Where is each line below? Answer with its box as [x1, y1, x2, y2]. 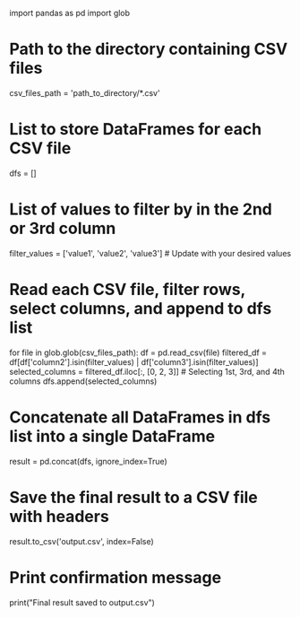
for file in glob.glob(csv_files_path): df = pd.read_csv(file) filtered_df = [9, 347, 267, 358]
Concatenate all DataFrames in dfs [9, 407, 271, 427]
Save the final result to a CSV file [9, 487, 258, 508]
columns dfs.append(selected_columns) [9, 376, 158, 387]
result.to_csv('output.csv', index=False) [9, 535, 154, 546]
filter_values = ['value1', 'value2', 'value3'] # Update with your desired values [9, 248, 292, 258]
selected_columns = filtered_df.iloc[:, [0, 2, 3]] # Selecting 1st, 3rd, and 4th [9, 366, 285, 377]
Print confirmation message [9, 567, 222, 587]
